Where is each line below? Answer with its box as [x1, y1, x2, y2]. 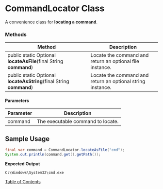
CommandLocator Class [5, 3, 105, 14]
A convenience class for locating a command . [5, 19, 98, 25]
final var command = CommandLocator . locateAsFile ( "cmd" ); [5, 148, 125, 153]
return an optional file [90, 58, 140, 65]
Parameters [5, 98, 29, 103]
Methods [5, 31, 27, 38]
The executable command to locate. [36, 118, 119, 125]
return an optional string [90, 78, 146, 85]
